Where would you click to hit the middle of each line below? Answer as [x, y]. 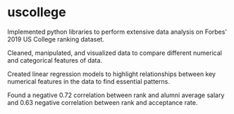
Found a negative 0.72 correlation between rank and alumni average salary [116, 95]
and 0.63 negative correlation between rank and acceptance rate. [103, 102]
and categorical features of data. [55, 60]
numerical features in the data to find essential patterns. [89, 81]
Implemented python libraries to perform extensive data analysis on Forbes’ [117, 32]
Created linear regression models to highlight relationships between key [112, 74]
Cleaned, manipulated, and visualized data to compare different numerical [115, 53]
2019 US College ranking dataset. [56, 39]
